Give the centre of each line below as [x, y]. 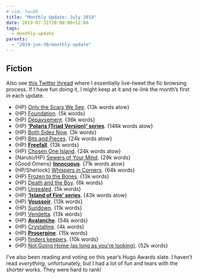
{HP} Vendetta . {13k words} [48, 214]
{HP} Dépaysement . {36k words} [55, 120]
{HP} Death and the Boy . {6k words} [59, 182]
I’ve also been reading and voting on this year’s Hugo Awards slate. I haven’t [99, 257]
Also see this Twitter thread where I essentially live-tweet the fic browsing [96, 83]
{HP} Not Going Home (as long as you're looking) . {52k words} [91, 245]
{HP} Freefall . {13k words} [47, 145]
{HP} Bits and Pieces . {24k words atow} [63, 138]
